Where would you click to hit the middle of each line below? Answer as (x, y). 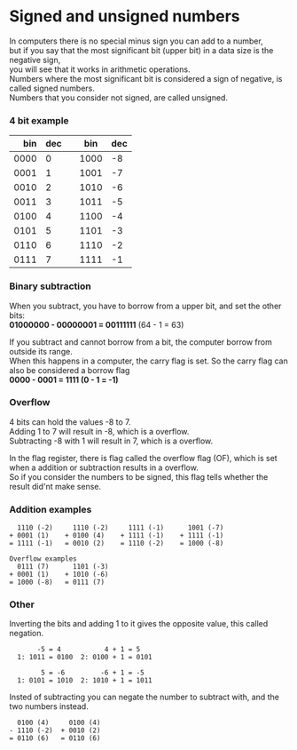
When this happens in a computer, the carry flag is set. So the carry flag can (148, 361)
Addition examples (51, 509)
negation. (27, 634)
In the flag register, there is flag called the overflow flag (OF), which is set (143, 458)
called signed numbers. (52, 88)
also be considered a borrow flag (70, 370)
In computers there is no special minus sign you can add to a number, (136, 41)
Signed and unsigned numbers (125, 16)
